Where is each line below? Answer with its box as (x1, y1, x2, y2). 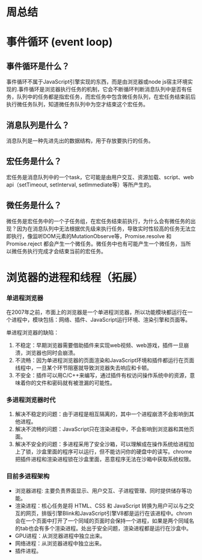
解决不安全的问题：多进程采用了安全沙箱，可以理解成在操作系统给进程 (14, 440, 189, 448)
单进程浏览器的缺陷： (6, 329, 59, 336)
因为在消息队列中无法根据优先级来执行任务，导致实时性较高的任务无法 (16, 225, 191, 232)
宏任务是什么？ (6, 156, 62, 167)
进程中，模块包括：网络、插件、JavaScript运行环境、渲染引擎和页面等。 (11, 316, 191, 324)
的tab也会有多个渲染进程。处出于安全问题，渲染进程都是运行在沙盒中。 (14, 525, 192, 532)
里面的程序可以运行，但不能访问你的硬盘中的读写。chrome (46, 448, 192, 455)
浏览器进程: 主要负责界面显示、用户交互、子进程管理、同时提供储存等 (14, 487, 187, 494)
